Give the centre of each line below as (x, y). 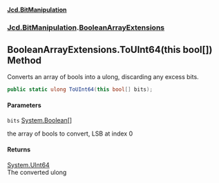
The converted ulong (37, 172)
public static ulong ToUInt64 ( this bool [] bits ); (80, 89)
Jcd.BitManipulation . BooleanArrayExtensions (86, 28)
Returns (19, 149)
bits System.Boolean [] (40, 120)
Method (25, 60)
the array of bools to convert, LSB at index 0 (70, 133)
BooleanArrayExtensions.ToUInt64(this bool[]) (110, 49)
